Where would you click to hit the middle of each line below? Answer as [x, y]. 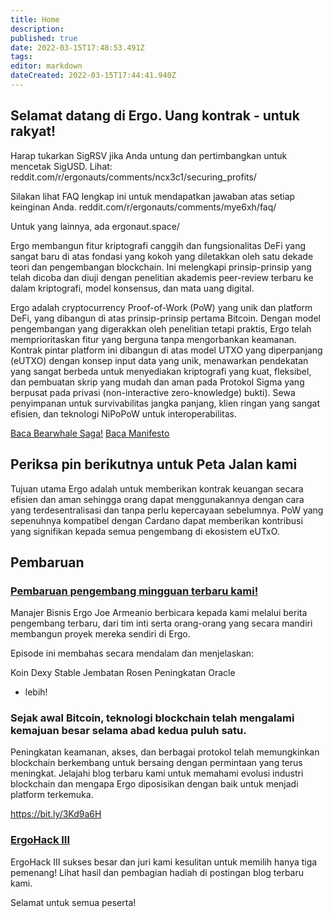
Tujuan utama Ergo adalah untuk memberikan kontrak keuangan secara [157, 488]
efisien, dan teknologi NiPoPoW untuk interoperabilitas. [123, 413]
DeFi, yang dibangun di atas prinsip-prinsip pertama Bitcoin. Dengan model [165, 318]
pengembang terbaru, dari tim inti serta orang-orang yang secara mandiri [161, 623]
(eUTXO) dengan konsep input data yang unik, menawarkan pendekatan [159, 360]
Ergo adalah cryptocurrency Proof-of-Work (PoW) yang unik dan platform [161, 307]
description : [37, 29]
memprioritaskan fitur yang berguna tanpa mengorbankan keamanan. [153, 339]
